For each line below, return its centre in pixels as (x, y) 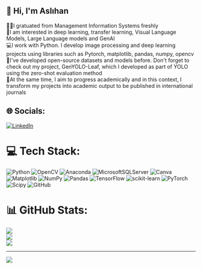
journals (16, 92)
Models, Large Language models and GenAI (61, 38)
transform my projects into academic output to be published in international (100, 85)
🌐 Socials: (26, 111)
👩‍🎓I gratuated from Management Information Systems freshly (82, 25)
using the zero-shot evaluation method (54, 73)
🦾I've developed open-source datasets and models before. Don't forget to (98, 60)
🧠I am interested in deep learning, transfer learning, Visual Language (91, 32)
